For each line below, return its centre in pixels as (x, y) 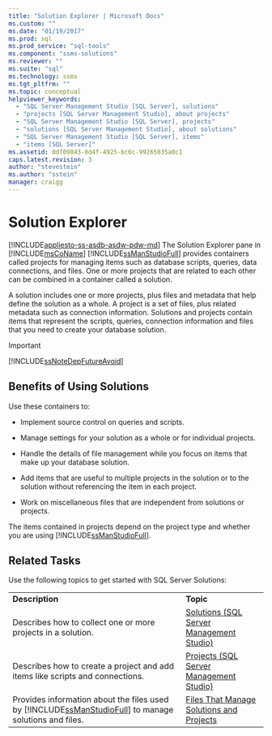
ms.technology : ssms (43, 76)
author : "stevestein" (45, 167)
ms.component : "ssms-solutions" (63, 54)
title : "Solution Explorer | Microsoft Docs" (86, 16)
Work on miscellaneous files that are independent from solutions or (132, 502)
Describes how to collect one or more (84, 622)
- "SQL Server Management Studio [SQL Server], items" (110, 136)
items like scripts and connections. (78, 677)
